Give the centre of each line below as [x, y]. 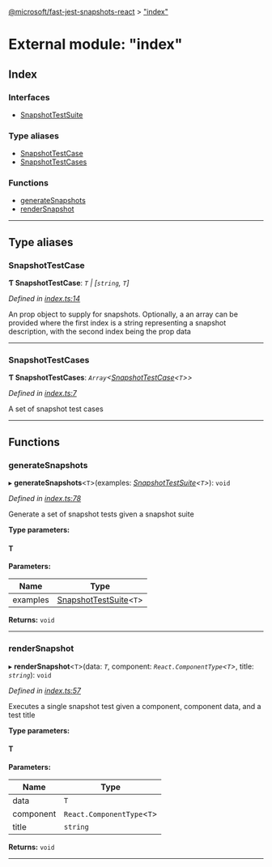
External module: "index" [96, 45]
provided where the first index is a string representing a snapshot [117, 323]
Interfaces [29, 97]
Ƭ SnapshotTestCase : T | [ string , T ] [69, 283]
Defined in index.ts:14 [45, 299]
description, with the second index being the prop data [100, 332]
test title [22, 715]
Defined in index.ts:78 [45, 499]
